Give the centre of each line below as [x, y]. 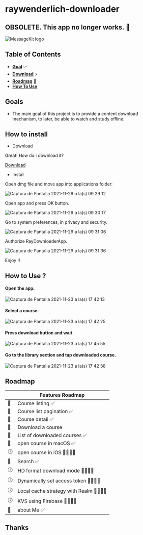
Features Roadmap [62, 395]
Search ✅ [29, 462]
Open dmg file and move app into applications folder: [59, 184]
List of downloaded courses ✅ [52, 435]
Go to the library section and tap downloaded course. [61, 355]
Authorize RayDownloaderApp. [36, 241]
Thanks [17, 527]
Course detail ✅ [36, 419]
